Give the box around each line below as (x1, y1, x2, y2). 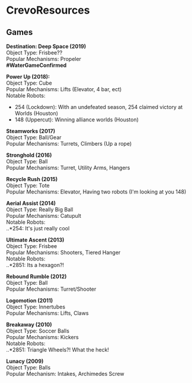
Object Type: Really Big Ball (6, 206, 73, 213)
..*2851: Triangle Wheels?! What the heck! (6, 346, 110, 353)
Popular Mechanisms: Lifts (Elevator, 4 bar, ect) (6, 86, 122, 92)
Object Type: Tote (6, 182, 50, 189)
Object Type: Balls (6, 364, 51, 371)
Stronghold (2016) (6, 152, 52, 159)
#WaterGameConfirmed (6, 62, 67, 69)
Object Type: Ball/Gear (6, 134, 62, 141)
